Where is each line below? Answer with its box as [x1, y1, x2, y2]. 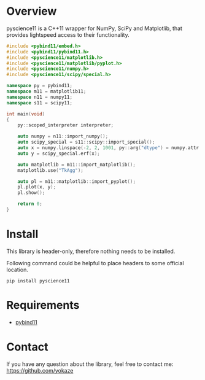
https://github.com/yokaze [6, 366, 74, 374]
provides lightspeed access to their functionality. [6, 31, 130, 38]
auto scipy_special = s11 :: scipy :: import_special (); [17, 139, 155, 145]
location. [6, 266, 29, 273]
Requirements [6, 298, 80, 312]
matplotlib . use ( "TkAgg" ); [17, 167, 84, 173]
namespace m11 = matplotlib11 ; [6, 88, 87, 95]
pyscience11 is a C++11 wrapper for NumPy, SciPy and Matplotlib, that [6, 25, 183, 32]
